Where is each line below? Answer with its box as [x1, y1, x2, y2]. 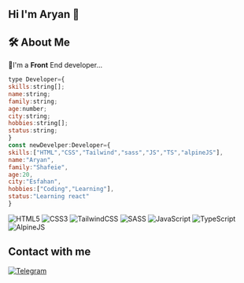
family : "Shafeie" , [8, 163, 68, 171]
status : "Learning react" [8, 193, 90, 200]
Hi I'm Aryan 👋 [8, 8, 80, 21]
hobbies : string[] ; [8, 119, 68, 127]
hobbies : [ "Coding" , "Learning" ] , [8, 186, 114, 193]
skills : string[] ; [8, 83, 65, 91]
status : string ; [8, 127, 58, 134]
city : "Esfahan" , [8, 178, 61, 186]
